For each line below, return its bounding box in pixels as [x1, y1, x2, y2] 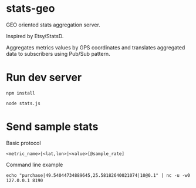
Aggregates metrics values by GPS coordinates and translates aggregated [6, 43, 185, 51]
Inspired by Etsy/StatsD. [6, 32, 64, 39]
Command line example [6, 161, 63, 168]
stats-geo [6, 2, 55, 15]
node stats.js [6, 100, 41, 106]
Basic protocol [6, 139, 41, 146]
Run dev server [6, 71, 82, 84]
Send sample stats [6, 120, 99, 133]
